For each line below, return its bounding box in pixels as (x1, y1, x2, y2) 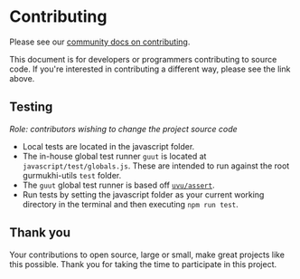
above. (9, 72, 35, 83)
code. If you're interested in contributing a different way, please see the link (9, 63, 291, 74)
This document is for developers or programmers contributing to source (9, 53, 277, 64)
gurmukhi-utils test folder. (22, 169, 122, 180)
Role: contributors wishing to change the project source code (9, 123, 238, 134)
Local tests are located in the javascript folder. (22, 140, 195, 151)
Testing (9, 100, 53, 115)
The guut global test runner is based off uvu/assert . (22, 179, 215, 190)
